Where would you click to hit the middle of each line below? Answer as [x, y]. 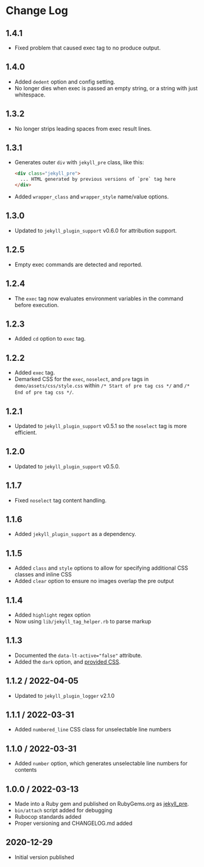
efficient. [26, 432]
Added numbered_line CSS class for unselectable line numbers [93, 730]
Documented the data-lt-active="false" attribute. [78, 655]
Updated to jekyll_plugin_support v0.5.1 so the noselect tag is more [100, 426]
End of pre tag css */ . [44, 392]
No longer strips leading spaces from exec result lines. [83, 128]
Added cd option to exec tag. [50, 339]
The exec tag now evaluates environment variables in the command [99, 298]
